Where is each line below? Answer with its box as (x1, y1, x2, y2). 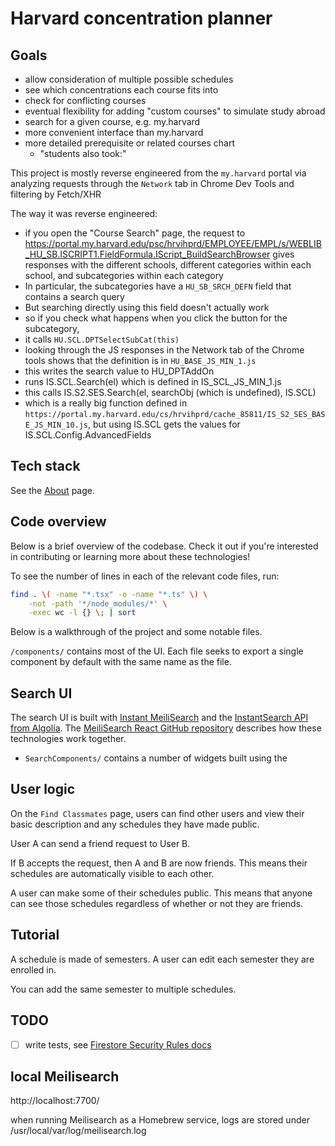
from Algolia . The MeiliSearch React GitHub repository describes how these (10, 722, 322, 734)
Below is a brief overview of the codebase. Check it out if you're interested (10, 540, 319, 552)
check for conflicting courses (24, 95, 147, 106)
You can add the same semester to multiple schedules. (10, 983, 237, 995)
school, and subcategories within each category (24, 270, 224, 281)
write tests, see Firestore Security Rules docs (24, 1038, 212, 1051)
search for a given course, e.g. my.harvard (24, 116, 201, 127)
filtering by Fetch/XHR (10, 188, 102, 200)
